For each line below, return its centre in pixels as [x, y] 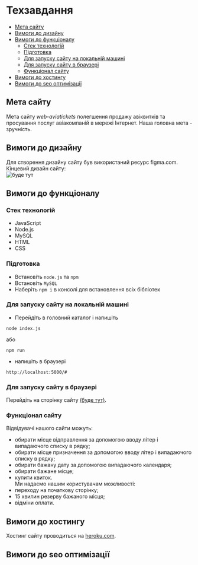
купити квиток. [33, 478]
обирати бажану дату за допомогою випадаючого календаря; [93, 465]
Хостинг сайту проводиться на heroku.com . [61, 536]
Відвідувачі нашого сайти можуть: [50, 428]
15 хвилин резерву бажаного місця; [60, 497]
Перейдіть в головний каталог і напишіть [66, 318]
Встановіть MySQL [36, 283]
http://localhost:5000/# [37, 372]
